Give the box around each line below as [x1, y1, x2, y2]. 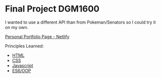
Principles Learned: [5, 43, 44, 49]
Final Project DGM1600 [5, 3, 99, 14]
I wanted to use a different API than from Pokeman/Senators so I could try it [5, 19, 156, 25]
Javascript [12, 63, 33, 68]
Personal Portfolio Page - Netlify [5, 34, 69, 39]
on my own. [5, 24, 29, 30]
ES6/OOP [12, 67, 32, 73]
